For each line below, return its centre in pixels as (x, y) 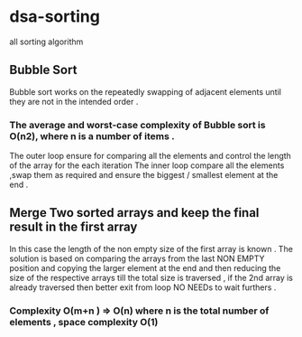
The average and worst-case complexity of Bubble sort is (137, 125)
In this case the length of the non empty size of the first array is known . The (151, 248)
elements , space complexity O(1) (84, 322)
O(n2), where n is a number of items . (92, 136)
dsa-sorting (55, 17)
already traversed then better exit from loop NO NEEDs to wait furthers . (143, 287)
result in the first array (73, 227)
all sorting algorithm (46, 42)
